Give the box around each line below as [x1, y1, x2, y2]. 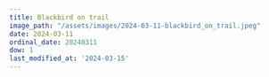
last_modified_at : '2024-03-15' [9, 54, 129, 63]
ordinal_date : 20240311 [9, 37, 98, 47]
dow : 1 [9, 46, 34, 55]
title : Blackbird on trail [9, 12, 110, 22]
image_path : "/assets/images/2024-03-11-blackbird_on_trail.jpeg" [9, 21, 261, 30]
